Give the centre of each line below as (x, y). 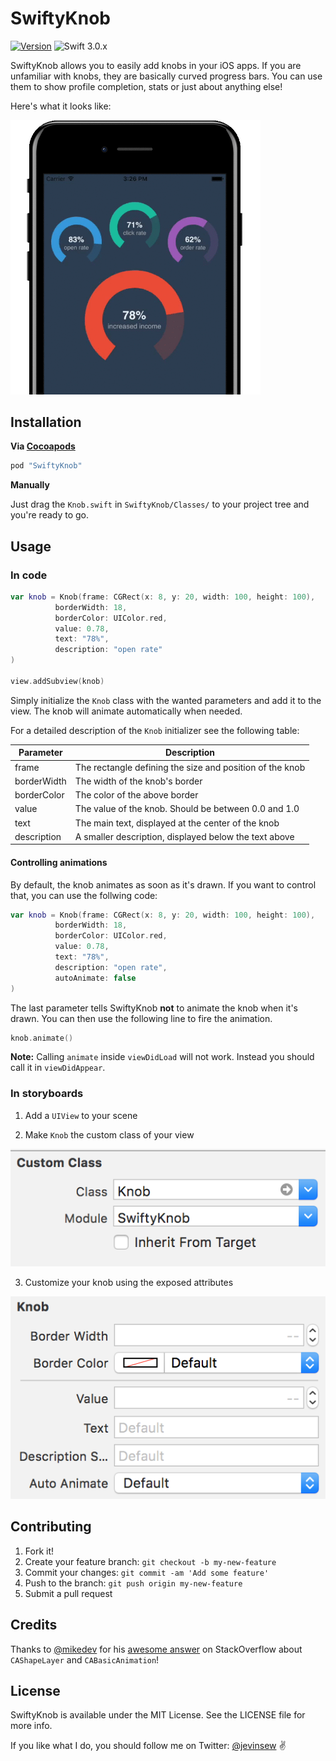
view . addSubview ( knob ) (57, 681)
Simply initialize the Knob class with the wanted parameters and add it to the (166, 700)
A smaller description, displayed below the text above (184, 836)
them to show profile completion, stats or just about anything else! (146, 86)
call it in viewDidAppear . (58, 1068)
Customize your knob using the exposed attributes (129, 1283)
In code (29, 575)
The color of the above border (136, 795)
